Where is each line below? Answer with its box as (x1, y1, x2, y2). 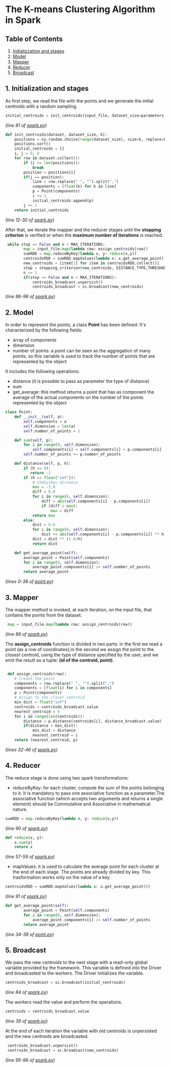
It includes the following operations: (5, 368, 80, 374)
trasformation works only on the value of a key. (12, 875, 111, 881)
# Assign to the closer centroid (14, 695, 85, 700)
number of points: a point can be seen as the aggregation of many (12, 348, 151, 354)
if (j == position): (23, 174, 65, 180)
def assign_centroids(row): (7, 671, 67, 676)
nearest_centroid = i (32, 733, 78, 738)
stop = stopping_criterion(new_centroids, (23, 265, 114, 270)
